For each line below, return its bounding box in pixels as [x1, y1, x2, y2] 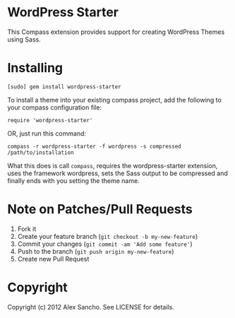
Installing [7, 60, 64, 76]
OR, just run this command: [7, 129, 87, 138]
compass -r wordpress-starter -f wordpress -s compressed [7, 143, 181, 150]
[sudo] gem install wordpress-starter [7, 83, 121, 90]
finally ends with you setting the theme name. [7, 176, 140, 184]
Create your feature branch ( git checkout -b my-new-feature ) [17, 232, 198, 240]
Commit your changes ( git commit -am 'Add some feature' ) [17, 240, 193, 248]
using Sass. [7, 35, 41, 43]
